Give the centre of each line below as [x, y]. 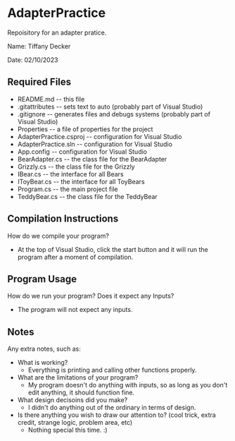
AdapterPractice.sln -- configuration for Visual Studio [95, 144]
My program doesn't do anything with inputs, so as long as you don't [128, 385]
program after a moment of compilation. [75, 257]
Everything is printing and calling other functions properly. [112, 370]
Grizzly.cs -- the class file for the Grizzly [76, 167]
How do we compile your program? [58, 236]
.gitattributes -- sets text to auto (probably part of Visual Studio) [110, 107]
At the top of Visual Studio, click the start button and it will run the [113, 249]
